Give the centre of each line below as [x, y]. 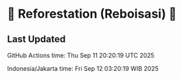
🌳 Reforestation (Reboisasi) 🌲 [92, 14]
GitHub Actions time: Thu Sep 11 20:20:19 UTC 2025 [81, 55]
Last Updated [36, 39]
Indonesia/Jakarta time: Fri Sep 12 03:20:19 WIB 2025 [83, 68]
